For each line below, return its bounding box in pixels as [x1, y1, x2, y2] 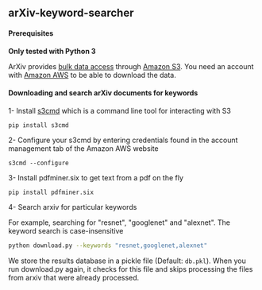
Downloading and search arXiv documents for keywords [8, 88, 198, 98]
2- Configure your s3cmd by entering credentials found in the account [8, 135, 238, 145]
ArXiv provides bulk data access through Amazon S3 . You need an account [8, 61, 254, 71]
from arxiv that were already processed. [8, 273, 140, 282]
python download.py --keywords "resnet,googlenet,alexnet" [8, 242, 208, 249]
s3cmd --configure [8, 159, 69, 167]
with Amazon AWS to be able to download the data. [8, 70, 176, 79]
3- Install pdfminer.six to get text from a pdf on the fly [8, 172, 184, 182]
